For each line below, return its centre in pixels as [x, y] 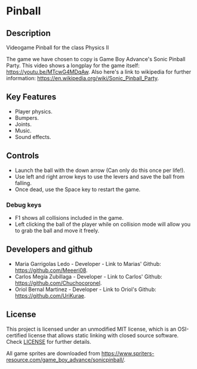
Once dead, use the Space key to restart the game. [78, 189]
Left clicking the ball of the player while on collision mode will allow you [103, 224]
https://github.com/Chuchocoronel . [58, 283]
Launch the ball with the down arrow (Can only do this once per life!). [100, 170]
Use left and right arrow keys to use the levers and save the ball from [100, 176]
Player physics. [33, 111]
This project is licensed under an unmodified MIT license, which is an [91, 329]
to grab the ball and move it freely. [57, 230]
